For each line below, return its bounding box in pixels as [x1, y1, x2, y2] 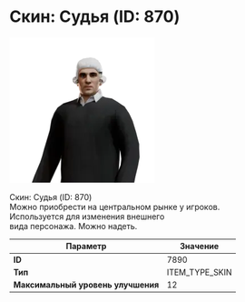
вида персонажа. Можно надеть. [9, 220, 138, 231]
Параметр [65, 241, 107, 252]
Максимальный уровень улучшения [13, 279, 160, 290]
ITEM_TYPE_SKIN [166, 267, 233, 277]
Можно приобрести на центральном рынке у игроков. [9, 201, 220, 212]
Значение [180, 241, 220, 252]
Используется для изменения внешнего [9, 211, 165, 222]
